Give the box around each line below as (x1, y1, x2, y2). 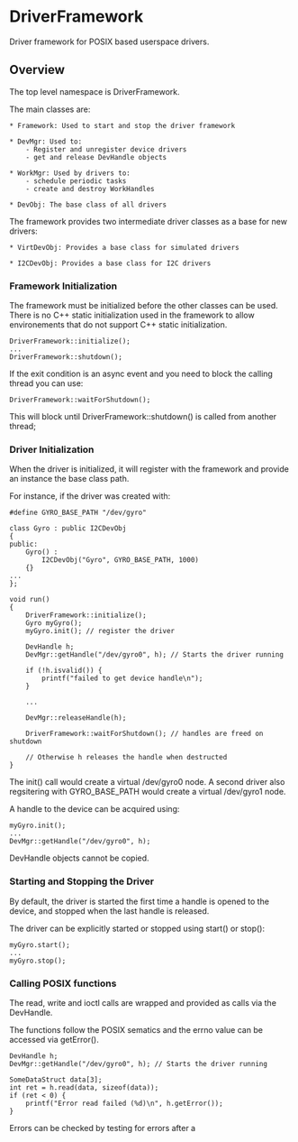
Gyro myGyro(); (25, 619, 83, 628)
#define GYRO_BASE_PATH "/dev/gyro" (9, 508, 147, 518)
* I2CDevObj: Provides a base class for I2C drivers (9, 259, 212, 268)
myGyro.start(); (9, 940, 70, 949)
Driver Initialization (9, 443, 95, 456)
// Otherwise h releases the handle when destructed (25, 753, 228, 762)
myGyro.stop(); (9, 956, 67, 965)
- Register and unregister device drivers (25, 144, 187, 154)
